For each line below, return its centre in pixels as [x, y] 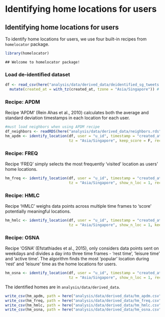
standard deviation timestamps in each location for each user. [68, 118]
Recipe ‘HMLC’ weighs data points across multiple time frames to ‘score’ [78, 206]
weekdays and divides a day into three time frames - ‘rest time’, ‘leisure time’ [82, 254]
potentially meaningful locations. [38, 211]
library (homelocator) [27, 53]
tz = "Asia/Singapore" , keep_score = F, [110, 141]
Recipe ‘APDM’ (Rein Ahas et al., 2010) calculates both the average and [77, 113]
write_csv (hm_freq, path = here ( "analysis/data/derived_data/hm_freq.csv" [83, 301]
